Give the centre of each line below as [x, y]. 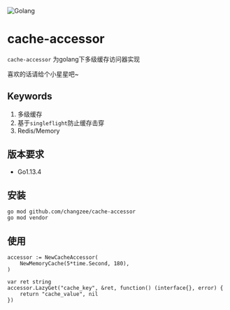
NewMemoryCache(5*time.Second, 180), [75, 264]
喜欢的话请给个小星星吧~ [43, 74]
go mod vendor [28, 218]
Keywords [30, 97]
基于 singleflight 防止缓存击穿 [61, 123]
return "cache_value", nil [59, 294]
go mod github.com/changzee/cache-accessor [72, 212]
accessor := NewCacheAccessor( [53, 258]
